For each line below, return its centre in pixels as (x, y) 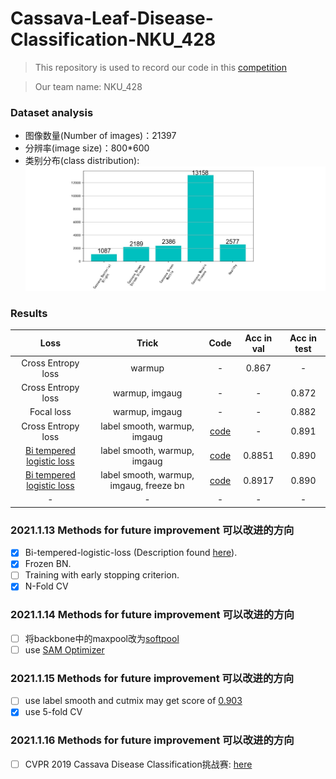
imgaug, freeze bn (147, 486)
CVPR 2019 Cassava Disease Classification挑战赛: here (138, 764)
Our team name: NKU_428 (88, 86)
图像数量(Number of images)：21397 (100, 136)
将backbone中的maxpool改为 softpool (102, 638)
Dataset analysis (52, 112)
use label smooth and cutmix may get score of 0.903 (133, 701)
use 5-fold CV (53, 712)
